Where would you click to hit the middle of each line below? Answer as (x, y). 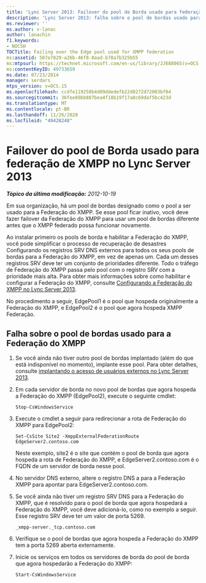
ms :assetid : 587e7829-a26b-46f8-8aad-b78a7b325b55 (72, 58)
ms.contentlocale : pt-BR (38, 109)
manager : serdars (29, 80)
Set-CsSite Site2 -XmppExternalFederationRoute (77, 436)
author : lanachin (29, 35)
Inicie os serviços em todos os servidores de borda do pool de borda (102, 557)
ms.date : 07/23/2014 (33, 75)
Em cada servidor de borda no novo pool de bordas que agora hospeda (105, 389)
